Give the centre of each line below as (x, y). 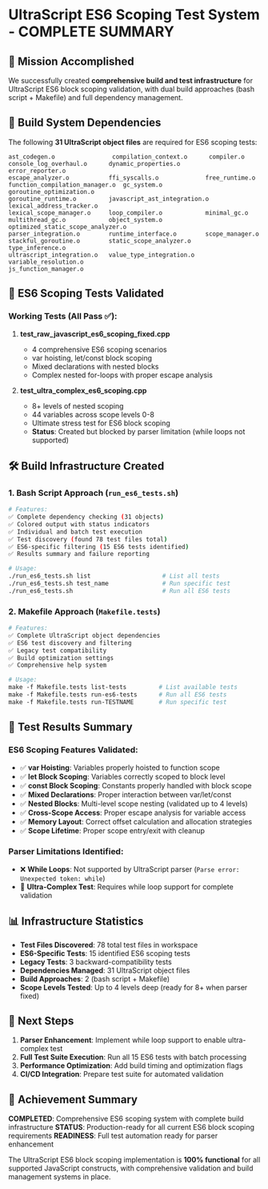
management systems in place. (60, 1177)
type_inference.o (37, 248)
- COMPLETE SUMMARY (91, 32)
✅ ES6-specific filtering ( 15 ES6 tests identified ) (99, 546)
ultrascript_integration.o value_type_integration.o (102, 255)
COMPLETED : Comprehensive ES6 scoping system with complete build (126, 1118)
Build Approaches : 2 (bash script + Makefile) (95, 978)
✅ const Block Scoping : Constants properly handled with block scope (136, 785)
